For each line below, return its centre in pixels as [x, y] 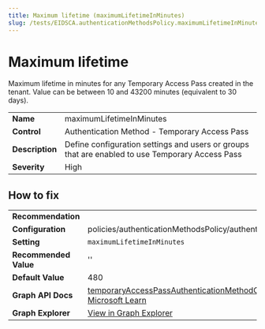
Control [26, 132]
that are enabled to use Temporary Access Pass [153, 155]
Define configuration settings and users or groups [157, 144]
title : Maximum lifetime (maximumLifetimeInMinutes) [97, 15]
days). [19, 100]
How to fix [34, 195]
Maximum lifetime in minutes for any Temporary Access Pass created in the [131, 84]
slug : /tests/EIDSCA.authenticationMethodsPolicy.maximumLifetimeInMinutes [135, 23]
